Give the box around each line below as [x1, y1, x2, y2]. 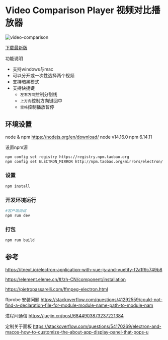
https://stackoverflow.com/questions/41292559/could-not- [40, 296, 162, 303]
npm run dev [5, 213, 30, 218]
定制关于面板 [5, 323, 32, 329]
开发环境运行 [5, 196, 37, 203]
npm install [5, 184, 30, 189]
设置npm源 [5, 144, 28, 150]
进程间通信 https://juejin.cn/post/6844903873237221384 [5, 312, 124, 318]
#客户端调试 [5, 208, 27, 213]
